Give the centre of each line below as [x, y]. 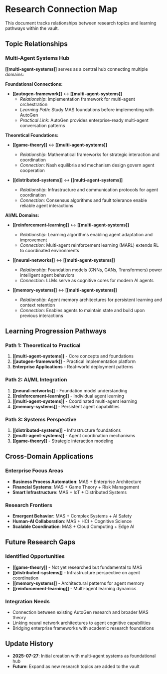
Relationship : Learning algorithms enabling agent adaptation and [86, 234]
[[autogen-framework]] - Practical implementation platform [74, 361]
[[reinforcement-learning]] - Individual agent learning [68, 396]
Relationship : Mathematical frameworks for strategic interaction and [89, 154]
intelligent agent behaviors [47, 275]
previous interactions [41, 316]
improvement [33, 240]
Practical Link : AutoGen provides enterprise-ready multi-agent [84, 120]
